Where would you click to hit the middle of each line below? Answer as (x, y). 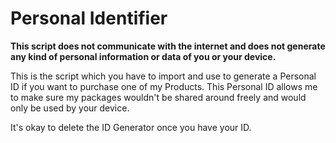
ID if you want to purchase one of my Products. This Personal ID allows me (164, 86)
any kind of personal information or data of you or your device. (143, 56)
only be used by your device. (70, 108)
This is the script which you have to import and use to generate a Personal (163, 76)
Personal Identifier (89, 18)
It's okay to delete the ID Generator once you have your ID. (131, 127)
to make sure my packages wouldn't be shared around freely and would (158, 97)
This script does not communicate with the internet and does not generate (168, 46)
